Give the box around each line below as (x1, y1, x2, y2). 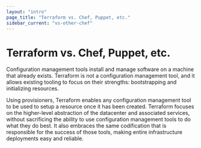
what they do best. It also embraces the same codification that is (6, 122, 167, 129)
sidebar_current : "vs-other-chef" (6, 20, 93, 26)
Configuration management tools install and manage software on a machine (6, 66, 194, 73)
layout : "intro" (6, 8, 47, 15)
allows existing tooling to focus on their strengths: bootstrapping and (6, 79, 177, 86)
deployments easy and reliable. (6, 135, 84, 142)
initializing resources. (6, 85, 59, 92)
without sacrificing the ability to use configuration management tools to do (6, 116, 191, 123)
